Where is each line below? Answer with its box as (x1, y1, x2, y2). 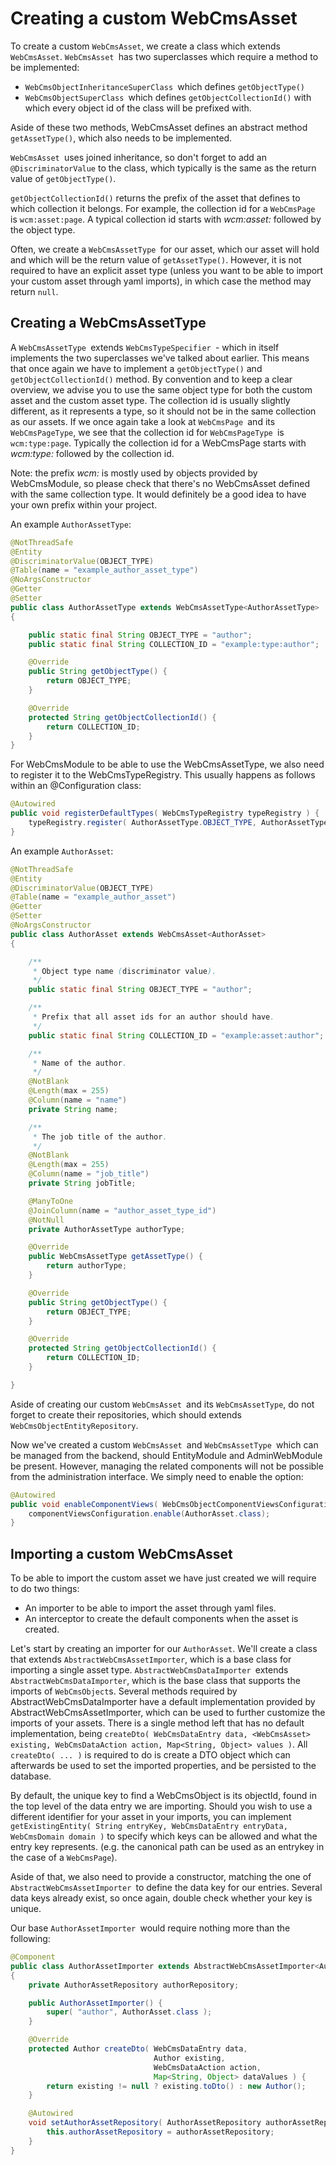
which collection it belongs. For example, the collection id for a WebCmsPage (10, 202, 316, 214)
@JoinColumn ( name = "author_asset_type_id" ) (28, 1205, 217, 1216)
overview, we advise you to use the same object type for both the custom (10, 383, 313, 396)
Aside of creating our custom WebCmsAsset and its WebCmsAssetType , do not (10, 1398, 315, 1410)
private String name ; (28, 1104, 118, 1114)
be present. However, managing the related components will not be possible (10, 1460, 324, 1472)
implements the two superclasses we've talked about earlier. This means (10, 352, 310, 364)
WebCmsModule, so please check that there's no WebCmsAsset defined (10, 477, 311, 489)
